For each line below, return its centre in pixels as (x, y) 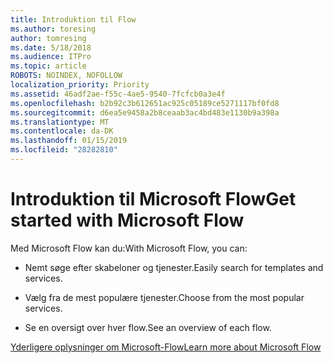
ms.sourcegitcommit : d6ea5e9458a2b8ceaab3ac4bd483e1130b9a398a (145, 112)
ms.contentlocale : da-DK (62, 131)
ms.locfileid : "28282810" (64, 150)
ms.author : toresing (53, 29)
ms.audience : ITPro (51, 57)
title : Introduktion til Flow (73, 19)
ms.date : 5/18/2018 (51, 47)
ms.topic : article (48, 66)
